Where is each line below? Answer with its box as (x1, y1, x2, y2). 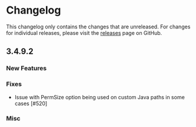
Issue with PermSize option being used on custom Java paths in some (14, 93, 185, 100)
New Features (6, 64, 47, 73)
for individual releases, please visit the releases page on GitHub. (6, 29, 162, 36)
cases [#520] (14, 100, 48, 107)
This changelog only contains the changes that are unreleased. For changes (6, 23, 191, 30)
